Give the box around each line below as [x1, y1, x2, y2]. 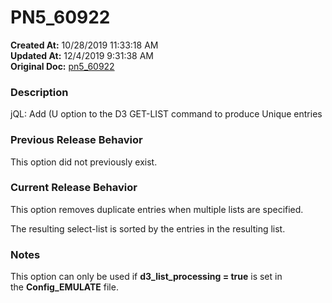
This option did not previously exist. [10, 156, 158, 168]
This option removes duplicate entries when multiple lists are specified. [10, 203, 304, 215]
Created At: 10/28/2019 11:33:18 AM [10, 39, 159, 51]
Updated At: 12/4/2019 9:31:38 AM [10, 49, 155, 61]
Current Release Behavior [10, 181, 138, 195]
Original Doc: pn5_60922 [10, 60, 115, 72]
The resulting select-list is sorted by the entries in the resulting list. [10, 222, 286, 235]
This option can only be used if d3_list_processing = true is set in [10, 271, 283, 283]
